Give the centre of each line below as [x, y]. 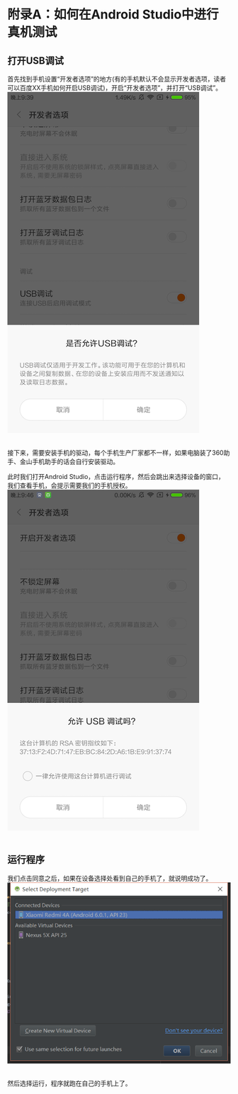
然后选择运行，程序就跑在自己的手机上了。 [69, 1083]
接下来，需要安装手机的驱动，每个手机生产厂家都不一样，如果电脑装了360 [116, 453]
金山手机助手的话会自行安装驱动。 [69, 462]
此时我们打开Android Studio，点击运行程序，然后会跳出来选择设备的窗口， [116, 476]
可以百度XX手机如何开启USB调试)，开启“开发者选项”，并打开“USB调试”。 [114, 88]
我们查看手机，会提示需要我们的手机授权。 [69, 485]
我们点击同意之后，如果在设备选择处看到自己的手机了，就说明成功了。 [110, 878]
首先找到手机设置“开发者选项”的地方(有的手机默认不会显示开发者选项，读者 [117, 79]
